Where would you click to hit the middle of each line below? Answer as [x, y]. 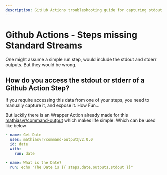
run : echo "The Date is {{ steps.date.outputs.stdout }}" [72, 167]
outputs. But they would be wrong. [41, 64]
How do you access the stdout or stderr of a [75, 80]
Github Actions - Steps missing [71, 34]
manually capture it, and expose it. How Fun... [52, 105]
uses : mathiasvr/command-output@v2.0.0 [51, 140]
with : [16, 149]
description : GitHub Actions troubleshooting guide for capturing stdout [84, 10]
